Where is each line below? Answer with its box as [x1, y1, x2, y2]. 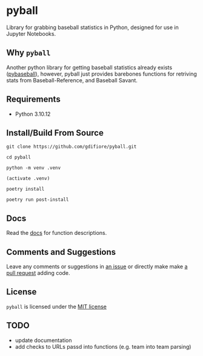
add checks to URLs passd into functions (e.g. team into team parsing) [15, 343, 191, 350]
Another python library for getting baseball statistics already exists [6, 64, 173, 71]
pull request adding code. [6, 269, 71, 276]
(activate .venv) [6, 176, 50, 182]
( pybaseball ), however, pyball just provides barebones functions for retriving [6, 70, 197, 77]
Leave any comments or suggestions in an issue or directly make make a [6, 263, 188, 270]
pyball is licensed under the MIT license [6, 303, 107, 310]
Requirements [6, 94, 61, 105]
